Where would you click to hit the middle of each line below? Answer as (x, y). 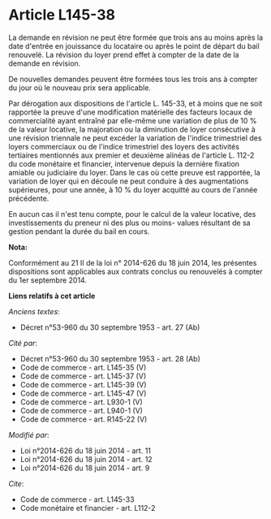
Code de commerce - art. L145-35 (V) (83, 367)
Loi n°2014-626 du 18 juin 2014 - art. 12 (86, 459)
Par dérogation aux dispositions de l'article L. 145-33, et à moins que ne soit (135, 103)
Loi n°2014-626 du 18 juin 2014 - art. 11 (86, 450)
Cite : (16, 483)
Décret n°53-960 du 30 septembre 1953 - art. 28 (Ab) (110, 358)
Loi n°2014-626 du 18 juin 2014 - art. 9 (85, 468)
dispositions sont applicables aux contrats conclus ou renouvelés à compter (135, 271)
